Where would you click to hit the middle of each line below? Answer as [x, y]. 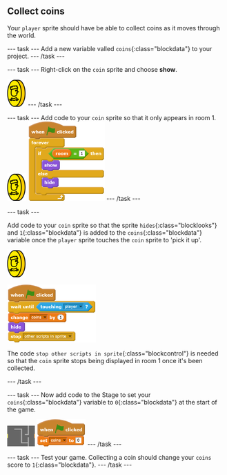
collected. [21, 368]
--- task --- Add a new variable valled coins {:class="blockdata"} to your [110, 48]
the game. [21, 409]
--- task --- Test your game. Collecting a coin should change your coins [109, 457]
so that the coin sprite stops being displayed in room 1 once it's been [105, 360]
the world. [22, 35]
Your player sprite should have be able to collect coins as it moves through [113, 28]
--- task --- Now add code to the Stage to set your [79, 395]
